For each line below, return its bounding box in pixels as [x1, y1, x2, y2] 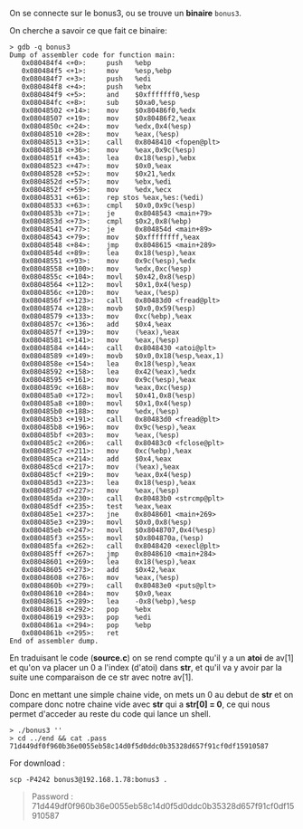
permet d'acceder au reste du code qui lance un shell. [9, 709, 211, 719]
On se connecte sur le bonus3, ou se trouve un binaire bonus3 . [9, 8, 242, 18]
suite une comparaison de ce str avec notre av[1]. [9, 672, 194, 682]
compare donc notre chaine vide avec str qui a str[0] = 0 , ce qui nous [9, 699, 270, 710]
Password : [31, 791, 74, 802]
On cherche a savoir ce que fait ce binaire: [9, 25, 167, 35]
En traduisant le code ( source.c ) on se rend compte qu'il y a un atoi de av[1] [9, 653, 294, 663]
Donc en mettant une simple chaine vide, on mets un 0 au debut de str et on [9, 690, 294, 700]
